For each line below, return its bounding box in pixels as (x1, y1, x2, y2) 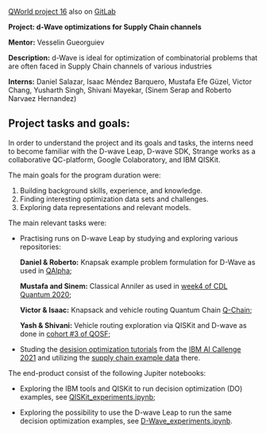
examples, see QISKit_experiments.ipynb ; (19, 392, 156, 401)
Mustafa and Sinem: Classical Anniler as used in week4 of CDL (19, 281, 228, 291)
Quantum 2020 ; (19, 290, 71, 299)
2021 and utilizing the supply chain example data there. (19, 353, 201, 362)
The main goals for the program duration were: (8, 170, 161, 180)
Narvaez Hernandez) (8, 94, 77, 103)
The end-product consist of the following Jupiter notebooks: (8, 368, 206, 377)
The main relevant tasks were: (8, 218, 107, 228)
